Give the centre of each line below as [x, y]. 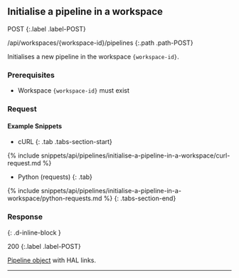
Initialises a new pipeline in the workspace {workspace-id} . [93, 56]
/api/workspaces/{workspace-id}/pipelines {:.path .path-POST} [100, 43]
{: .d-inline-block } [34, 232]
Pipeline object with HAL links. [52, 260]
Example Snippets [35, 126]
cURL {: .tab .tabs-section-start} [65, 142]
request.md [24, 163]
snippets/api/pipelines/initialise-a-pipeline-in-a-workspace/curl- [136, 155]
